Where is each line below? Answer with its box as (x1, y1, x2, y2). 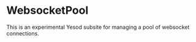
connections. (6, 29, 40, 37)
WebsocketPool (6, 4, 89, 17)
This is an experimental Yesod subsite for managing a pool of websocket (6, 23, 190, 31)
